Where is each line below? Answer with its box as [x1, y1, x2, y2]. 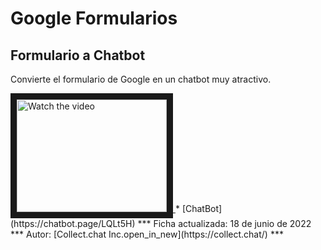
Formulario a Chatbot [10, 47, 146, 64]
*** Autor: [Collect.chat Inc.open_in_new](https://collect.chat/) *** [10, 228, 284, 240]
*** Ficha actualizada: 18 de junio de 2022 [137, 218, 312, 229]
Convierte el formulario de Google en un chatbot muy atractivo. [10, 73, 272, 85]
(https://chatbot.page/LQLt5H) [10, 218, 136, 229]
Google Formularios [10, 7, 178, 30]
